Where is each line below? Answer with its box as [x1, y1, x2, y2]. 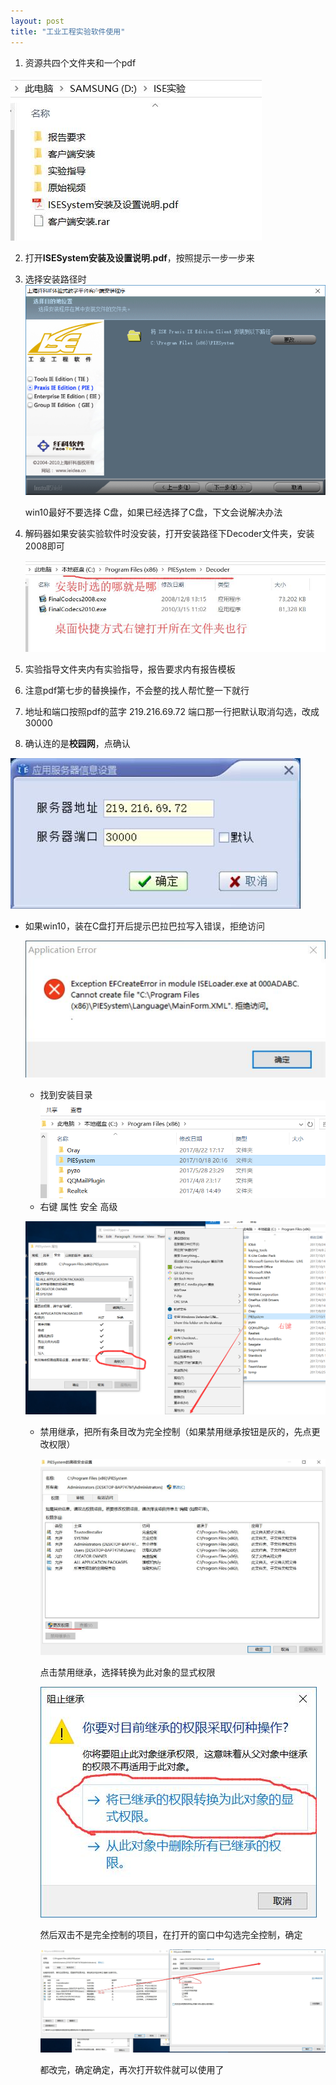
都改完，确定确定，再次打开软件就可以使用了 [39, 2064, 225, 2076]
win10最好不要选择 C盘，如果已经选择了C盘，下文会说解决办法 [24, 506, 283, 519]
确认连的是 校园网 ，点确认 [24, 737, 131, 749]
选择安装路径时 [24, 273, 87, 285]
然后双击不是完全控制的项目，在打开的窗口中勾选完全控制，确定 [39, 1929, 303, 1941]
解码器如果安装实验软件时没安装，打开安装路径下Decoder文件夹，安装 [24, 528, 315, 540]
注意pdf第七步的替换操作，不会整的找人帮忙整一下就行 [24, 684, 250, 696]
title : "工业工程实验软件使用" [10, 26, 126, 37]
